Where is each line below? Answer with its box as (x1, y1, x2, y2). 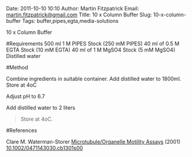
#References (6, 127, 37, 134)
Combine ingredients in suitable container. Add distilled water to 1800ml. (6, 76, 181, 82)
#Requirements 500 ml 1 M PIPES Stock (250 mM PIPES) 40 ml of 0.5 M (6, 40, 180, 47)
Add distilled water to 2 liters (6, 104, 75, 111)
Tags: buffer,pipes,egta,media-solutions (22, 18, 119, 24)
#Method (6, 64, 28, 71)
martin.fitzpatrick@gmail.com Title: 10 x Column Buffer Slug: (6, 11, 152, 18)
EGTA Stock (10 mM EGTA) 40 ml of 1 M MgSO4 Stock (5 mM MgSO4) (6, 46, 176, 53)
